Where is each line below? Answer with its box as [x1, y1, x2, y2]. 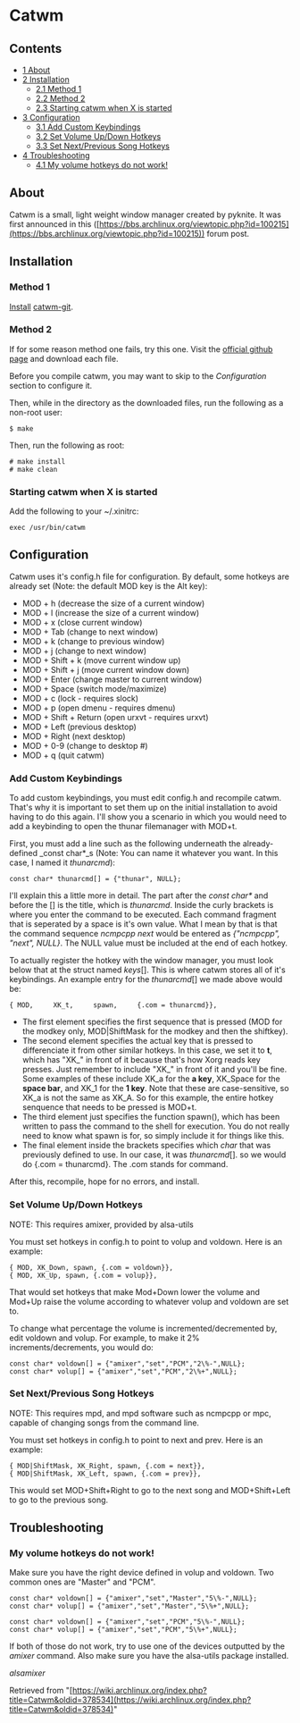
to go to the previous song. [9, 1494, 109, 1505]
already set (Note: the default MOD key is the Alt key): [9, 580, 208, 591]
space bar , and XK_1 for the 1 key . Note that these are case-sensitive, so [21, 1083, 289, 1094]
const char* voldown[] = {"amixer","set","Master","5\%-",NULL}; [9, 1594, 257, 1603]
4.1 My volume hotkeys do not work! [35, 160, 168, 170]
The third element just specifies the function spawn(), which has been [21, 1112, 280, 1122]
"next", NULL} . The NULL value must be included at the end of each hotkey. [9, 937, 288, 948]
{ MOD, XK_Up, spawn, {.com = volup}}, [9, 1271, 158, 1280]
